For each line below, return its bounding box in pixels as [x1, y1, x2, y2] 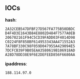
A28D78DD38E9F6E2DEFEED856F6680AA [5, 52, 76, 57]
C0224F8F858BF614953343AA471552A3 [5, 39, 76, 44]
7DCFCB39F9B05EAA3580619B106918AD [5, 48, 76, 53]
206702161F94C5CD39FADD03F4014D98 [5, 35, 76, 40]
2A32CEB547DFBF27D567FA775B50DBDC [5, 26, 76, 31]
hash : [5, 17, 17, 23]
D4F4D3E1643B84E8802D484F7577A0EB [5, 30, 76, 36]
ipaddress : [5, 61, 27, 67]
